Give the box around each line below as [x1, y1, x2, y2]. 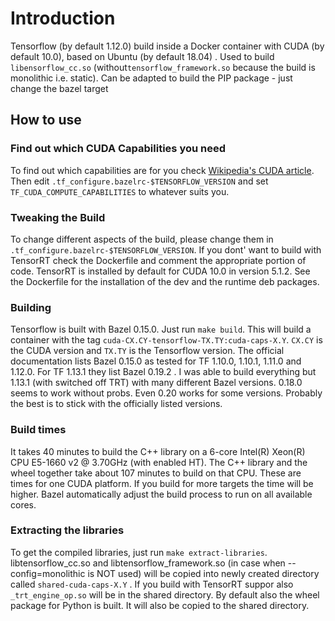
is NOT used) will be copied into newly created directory [87, 567, 320, 579]
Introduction [10, 7, 116, 30]
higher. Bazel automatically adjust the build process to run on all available [10, 488, 313, 500]
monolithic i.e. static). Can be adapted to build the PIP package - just [10, 72, 293, 84]
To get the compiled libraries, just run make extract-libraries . [10, 546, 268, 558]
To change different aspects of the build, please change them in [10, 233, 274, 245]
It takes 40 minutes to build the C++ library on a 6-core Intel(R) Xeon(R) [10, 445, 306, 457]
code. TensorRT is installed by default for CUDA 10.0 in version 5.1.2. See [10, 265, 311, 277]
